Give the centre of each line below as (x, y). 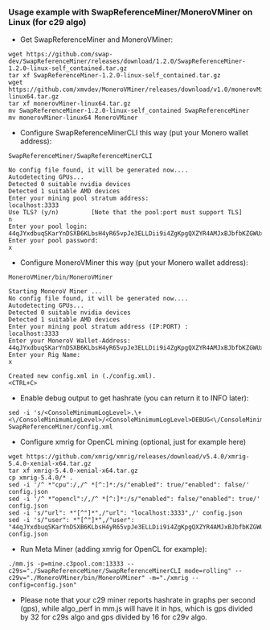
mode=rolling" (208, 571)
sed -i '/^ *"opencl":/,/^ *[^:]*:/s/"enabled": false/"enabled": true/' (135, 499)
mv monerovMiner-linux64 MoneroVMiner (73, 118)
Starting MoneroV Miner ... (55, 292)
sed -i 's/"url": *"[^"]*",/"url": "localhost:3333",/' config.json (125, 513)
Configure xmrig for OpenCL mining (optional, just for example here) (133, 442)
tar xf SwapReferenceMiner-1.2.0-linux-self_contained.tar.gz (115, 76)
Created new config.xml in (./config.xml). (82, 376)
